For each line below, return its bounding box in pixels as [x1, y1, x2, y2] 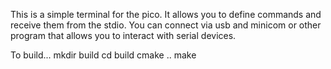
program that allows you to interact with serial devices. [10, 30, 237, 41]
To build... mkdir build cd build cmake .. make [10, 49, 197, 61]
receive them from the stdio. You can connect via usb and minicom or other [10, 19, 322, 31]
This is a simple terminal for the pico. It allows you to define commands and [10, 9, 322, 20]
